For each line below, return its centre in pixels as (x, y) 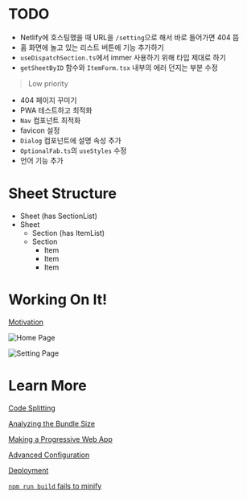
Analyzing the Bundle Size (51, 423)
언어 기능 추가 (41, 160)
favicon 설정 (40, 130)
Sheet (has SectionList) (59, 216)
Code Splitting (32, 408)
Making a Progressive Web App (60, 439)
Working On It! (58, 300)
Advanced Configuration (49, 455)
